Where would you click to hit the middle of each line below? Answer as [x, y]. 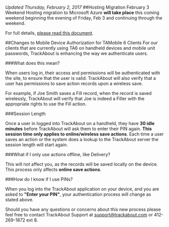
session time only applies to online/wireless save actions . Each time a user [84, 134]
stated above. [19, 200]
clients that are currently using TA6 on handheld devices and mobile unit [80, 48]
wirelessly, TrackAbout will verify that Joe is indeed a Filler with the [75, 98]
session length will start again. [37, 145]
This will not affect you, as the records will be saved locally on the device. [82, 164]
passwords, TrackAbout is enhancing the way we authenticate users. [77, 53]
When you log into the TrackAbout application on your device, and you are [82, 189]
